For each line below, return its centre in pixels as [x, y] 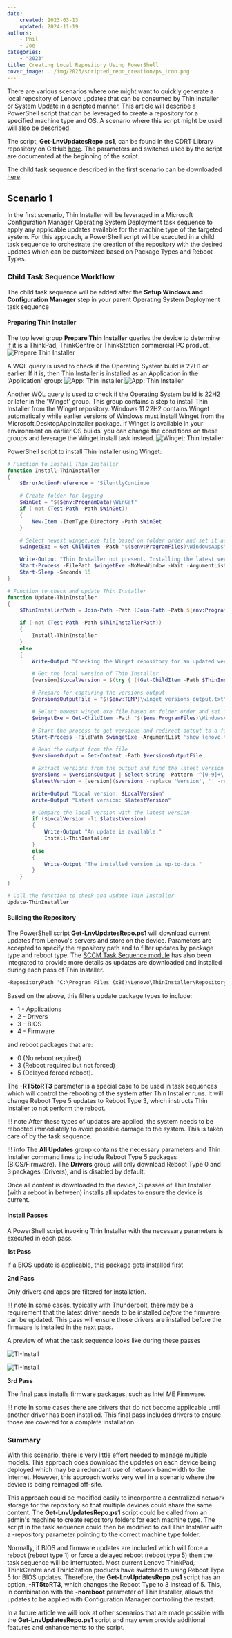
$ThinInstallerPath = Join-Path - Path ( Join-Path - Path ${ [106, 610]
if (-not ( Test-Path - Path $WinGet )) [74, 509]
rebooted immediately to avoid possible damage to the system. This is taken [115, 1129]
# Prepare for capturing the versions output [99, 693]
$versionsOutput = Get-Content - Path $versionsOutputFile [117, 756]
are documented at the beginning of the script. [74, 156]
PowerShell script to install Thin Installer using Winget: [85, 451]
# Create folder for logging [61, 496]
